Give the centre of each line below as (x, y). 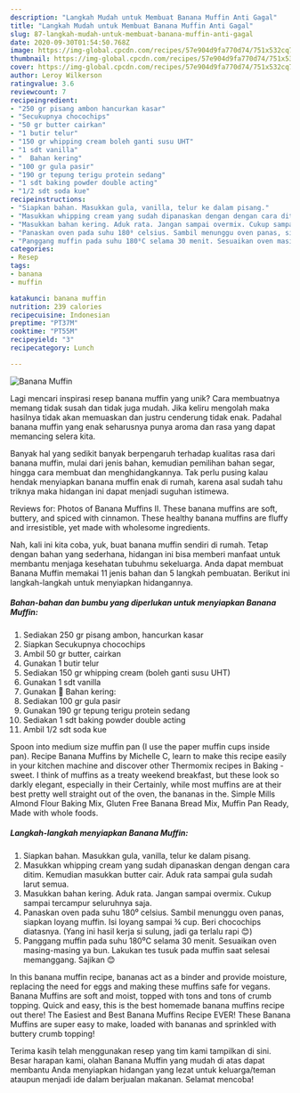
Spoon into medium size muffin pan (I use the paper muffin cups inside (140, 746)
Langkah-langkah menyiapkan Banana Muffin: (99, 833)
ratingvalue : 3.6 (42, 84)
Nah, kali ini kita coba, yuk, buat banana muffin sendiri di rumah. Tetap (139, 545)
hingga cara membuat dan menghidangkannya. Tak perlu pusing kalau (139, 472)
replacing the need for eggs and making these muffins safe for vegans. (140, 986)
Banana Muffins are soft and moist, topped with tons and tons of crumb (141, 996)
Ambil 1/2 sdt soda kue (65, 729)
